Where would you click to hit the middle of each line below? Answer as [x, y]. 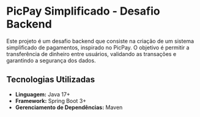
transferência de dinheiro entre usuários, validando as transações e [91, 54]
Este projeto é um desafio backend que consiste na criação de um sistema [100, 41]
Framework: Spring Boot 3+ [51, 101]
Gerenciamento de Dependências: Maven [69, 107]
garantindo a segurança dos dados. [51, 60]
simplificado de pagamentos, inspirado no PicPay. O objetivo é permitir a [98, 48]
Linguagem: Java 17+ [43, 94]
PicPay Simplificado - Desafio [83, 11]
